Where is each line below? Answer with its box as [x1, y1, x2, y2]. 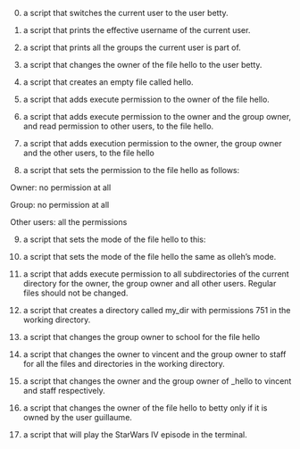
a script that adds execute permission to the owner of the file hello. [22, 94, 271, 104]
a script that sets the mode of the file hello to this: [22, 234, 206, 245]
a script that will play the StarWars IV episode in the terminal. [22, 429, 248, 440]
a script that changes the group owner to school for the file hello [22, 332, 261, 342]
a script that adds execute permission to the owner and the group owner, [22, 112, 292, 121]
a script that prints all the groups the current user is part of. [22, 42, 242, 53]
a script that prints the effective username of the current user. [22, 25, 251, 35]
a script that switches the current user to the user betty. [22, 8, 229, 18]
